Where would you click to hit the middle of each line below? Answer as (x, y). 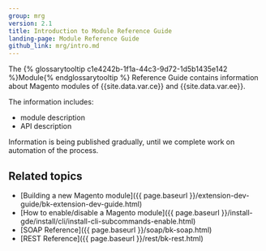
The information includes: (51, 102)
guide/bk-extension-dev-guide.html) (81, 204)
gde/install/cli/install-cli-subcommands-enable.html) (108, 221)
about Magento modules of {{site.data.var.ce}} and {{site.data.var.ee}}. (127, 87)
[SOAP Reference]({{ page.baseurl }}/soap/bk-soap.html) (116, 230)
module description (52, 117)
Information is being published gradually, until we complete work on (122, 142)
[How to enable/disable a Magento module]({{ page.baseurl (120, 212)
